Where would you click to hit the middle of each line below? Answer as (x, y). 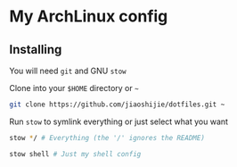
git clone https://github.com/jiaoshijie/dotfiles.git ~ (117, 104)
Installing (36, 50)
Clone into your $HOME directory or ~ (74, 88)
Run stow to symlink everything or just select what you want (119, 121)
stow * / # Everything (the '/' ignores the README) (107, 138)
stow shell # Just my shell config (75, 154)
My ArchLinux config (89, 17)
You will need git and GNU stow (68, 71)
